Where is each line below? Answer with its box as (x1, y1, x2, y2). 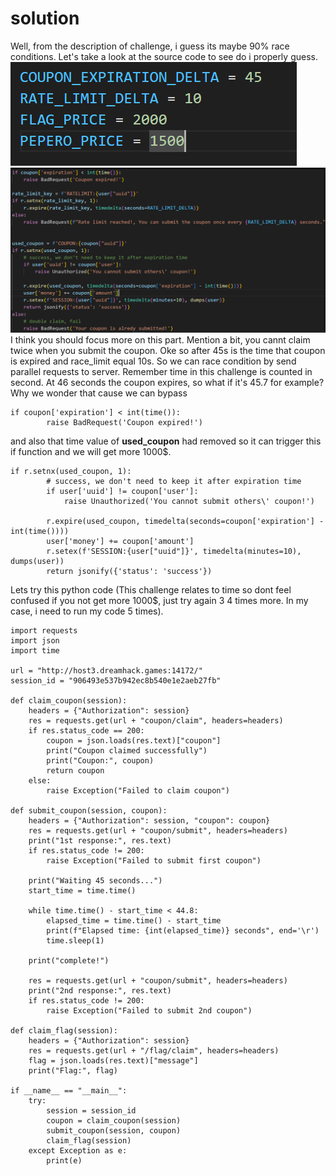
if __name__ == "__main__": (10, 1085, 128, 1096)
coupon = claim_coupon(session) (46, 1115, 182, 1126)
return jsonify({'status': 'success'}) (46, 566, 213, 576)
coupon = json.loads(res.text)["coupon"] (46, 735, 222, 746)
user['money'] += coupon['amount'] (46, 536, 195, 546)
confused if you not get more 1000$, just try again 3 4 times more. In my (10, 594, 309, 606)
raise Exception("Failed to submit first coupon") (46, 855, 262, 866)
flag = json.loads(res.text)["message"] (28, 1055, 199, 1066)
